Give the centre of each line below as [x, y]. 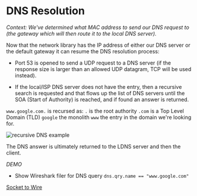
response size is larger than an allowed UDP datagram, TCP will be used [103, 69]
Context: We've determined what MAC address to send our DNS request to [98, 27]
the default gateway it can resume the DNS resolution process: [83, 51]
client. [14, 153]
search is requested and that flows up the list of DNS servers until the [100, 93]
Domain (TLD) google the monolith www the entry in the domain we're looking [99, 117]
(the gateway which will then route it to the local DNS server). [81, 33]
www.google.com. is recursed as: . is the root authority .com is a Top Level [95, 111]
